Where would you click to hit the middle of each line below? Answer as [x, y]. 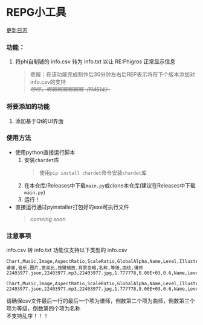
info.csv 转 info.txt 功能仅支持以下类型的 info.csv [67, 250]
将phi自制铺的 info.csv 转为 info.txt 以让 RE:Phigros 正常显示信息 [95, 62]
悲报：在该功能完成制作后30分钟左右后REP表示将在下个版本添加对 [112, 74]
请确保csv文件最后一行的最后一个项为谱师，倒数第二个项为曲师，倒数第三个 [101, 301]
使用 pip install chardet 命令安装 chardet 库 [93, 172]
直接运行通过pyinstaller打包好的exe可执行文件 [72, 207]
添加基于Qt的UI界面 [39, 121]
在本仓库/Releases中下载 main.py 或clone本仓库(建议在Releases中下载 [110, 185]
